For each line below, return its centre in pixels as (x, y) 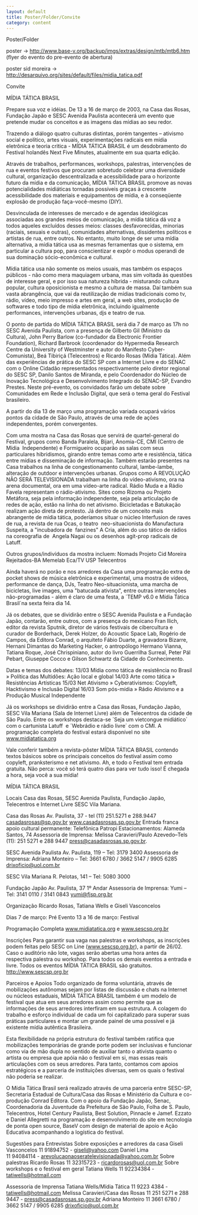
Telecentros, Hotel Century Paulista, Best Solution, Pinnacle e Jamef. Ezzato (99, 1113)
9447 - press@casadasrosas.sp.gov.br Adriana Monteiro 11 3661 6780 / (93, 1199)
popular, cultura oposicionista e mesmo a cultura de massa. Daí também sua (99, 287)
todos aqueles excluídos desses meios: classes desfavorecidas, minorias (95, 226)
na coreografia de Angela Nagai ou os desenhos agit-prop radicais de (92, 536)
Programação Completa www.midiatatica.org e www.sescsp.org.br (87, 929)
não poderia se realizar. (35, 1077)
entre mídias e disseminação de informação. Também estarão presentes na (98, 461)
